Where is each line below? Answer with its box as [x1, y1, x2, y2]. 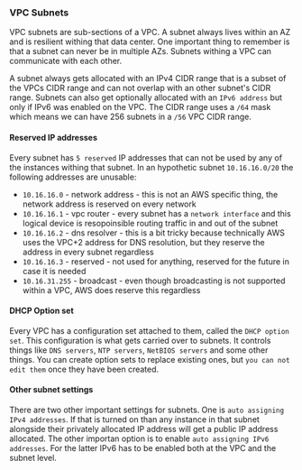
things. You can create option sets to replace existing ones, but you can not [9, 354, 290, 364]
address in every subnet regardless [22, 246, 155, 257]
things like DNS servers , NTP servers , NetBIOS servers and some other [9, 345, 269, 355]
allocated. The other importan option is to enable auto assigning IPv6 [9, 433, 270, 444]
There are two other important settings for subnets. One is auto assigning [9, 404, 285, 415]
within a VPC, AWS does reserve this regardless [22, 284, 201, 295]
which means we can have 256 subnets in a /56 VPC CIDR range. [9, 111, 252, 123]
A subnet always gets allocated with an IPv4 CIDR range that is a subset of [9, 73, 287, 84]
